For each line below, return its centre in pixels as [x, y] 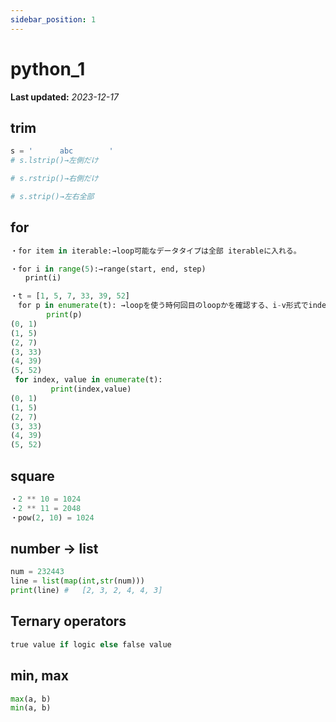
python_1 [48, 68]
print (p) [64, 315]
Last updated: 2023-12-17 [64, 97]
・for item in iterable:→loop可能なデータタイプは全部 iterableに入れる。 [156, 251]
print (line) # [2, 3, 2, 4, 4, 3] [86, 591]
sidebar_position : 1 [53, 19]
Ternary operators [68, 621]
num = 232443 [37, 572]
